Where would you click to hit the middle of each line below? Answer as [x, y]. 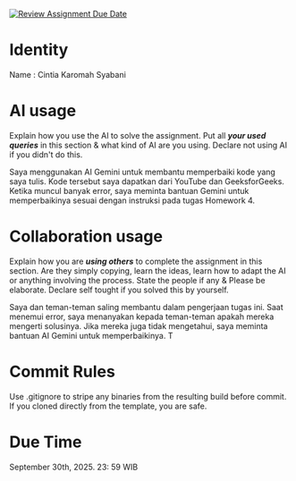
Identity [39, 50]
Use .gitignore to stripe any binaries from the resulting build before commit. [148, 396]
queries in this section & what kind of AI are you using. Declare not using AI [148, 145]
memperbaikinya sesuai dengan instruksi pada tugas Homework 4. [132, 200]
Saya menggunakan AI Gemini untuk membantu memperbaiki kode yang [142, 172]
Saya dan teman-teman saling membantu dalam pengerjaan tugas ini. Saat [146, 307]
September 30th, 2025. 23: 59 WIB [74, 467]
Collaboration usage [86, 236]
